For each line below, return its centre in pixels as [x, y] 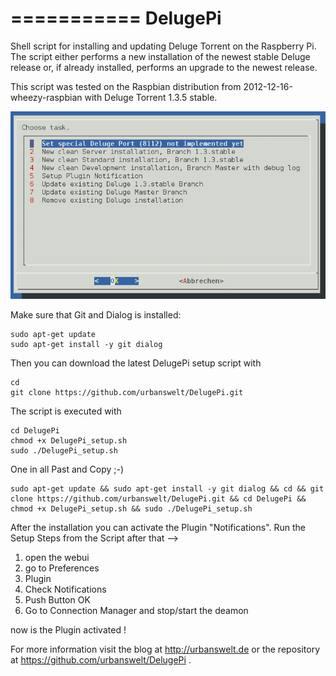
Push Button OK [57, 599]
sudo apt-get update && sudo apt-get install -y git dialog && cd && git [167, 488]
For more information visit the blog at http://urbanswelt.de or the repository [165, 649]
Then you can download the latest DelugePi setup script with [136, 363]
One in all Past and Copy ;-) [67, 469]
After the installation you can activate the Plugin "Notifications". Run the [158, 527]
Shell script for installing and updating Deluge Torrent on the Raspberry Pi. [163, 46]
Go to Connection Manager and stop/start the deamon [136, 610]
